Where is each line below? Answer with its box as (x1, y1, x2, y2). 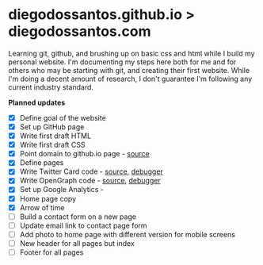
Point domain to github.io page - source (19, 149, 151, 159)
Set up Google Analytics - (19, 185, 105, 194)
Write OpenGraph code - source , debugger (19, 176, 161, 186)
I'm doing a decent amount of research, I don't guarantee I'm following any (8, 74, 253, 83)
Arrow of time (19, 202, 65, 212)
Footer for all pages (19, 248, 84, 257)
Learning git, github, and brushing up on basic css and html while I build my (8, 48, 255, 58)
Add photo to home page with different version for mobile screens (19, 229, 236, 239)
